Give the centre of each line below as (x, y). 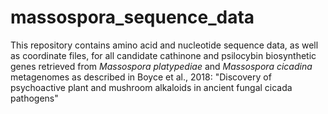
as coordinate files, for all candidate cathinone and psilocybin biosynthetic (163, 55)
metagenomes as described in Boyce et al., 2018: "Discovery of (141, 77)
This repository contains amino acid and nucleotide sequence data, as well (164, 45)
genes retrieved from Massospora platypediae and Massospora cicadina (161, 66)
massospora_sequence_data (132, 17)
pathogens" (34, 98)
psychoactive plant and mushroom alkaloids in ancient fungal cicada (151, 87)
